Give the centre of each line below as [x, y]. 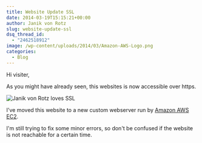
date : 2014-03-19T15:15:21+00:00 [49, 18]
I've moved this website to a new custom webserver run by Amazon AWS [98, 110]
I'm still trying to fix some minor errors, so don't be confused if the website [100, 128]
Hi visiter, [18, 74]
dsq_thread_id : [25, 35]
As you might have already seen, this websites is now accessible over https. [101, 86]
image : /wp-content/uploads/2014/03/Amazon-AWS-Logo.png [80, 46]
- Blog [20, 57]
